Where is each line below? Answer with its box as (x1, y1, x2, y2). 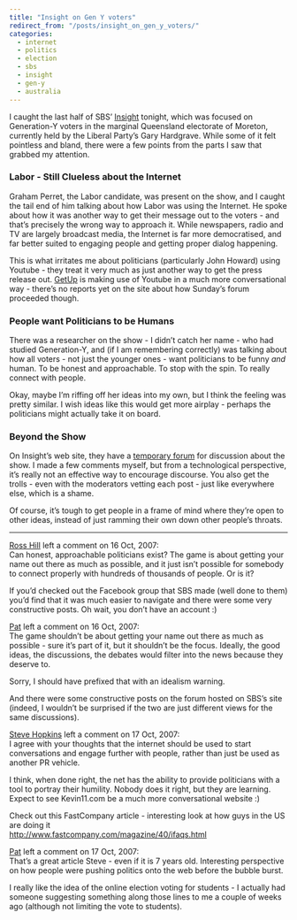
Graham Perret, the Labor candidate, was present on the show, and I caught (9, 191, 286, 202)
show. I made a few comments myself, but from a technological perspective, (9, 460, 287, 471)
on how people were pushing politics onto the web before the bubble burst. (9, 865, 284, 876)
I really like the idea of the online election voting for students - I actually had (9, 882, 286, 893)
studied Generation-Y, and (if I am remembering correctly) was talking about (9, 344, 287, 355)
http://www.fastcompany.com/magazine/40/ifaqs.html (9, 829, 208, 840)
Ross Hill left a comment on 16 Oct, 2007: (9, 540, 159, 551)
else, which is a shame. (9, 488, 95, 499)
